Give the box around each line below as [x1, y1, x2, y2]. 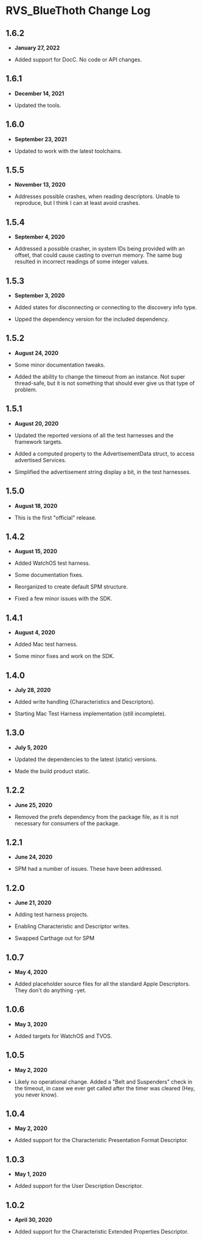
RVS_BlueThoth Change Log [5, 4, 151, 18]
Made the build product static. [14, 767, 91, 774]
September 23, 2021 [14, 135, 67, 143]
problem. [14, 385, 38, 393]
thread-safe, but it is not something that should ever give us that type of [14, 379, 195, 387]
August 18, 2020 [14, 502, 58, 509]
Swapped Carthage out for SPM [14, 934, 95, 942]
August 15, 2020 [14, 548, 58, 555]
